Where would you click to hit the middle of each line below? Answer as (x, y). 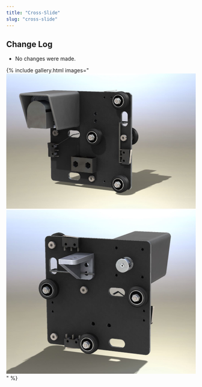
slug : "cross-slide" (32, 19)
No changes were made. (45, 59)
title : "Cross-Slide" (33, 13)
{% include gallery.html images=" (47, 71)
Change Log (29, 44)
